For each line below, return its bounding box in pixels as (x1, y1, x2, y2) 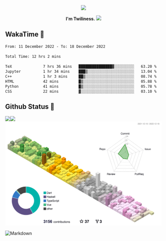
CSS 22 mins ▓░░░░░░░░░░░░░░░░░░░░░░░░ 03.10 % (5, 89, 157, 94)
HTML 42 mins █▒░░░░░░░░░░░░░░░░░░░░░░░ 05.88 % (5, 79, 157, 84)
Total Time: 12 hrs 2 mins (5, 54, 61, 59)
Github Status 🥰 (5, 102, 55, 111)
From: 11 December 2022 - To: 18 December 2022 (5, 44, 106, 49)
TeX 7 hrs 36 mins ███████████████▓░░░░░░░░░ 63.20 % (5, 64, 157, 69)
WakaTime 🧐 (5, 30, 45, 39)
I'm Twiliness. (66, 16, 95, 21)
